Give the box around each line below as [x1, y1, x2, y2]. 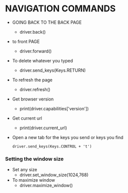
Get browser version [12, 96, 54, 102]
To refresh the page [12, 77, 53, 83]
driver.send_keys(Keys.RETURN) [19, 67, 86, 73]
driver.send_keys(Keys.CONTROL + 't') [12, 144, 92, 149]
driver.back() [19, 29, 46, 35]
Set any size [12, 167, 37, 173]
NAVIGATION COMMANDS [5, 3, 116, 14]
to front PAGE [12, 38, 40, 45]
